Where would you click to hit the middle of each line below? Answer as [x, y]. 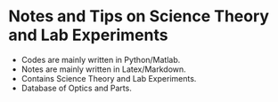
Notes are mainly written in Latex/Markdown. [103, 69]
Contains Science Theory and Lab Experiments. [109, 78]
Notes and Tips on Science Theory [139, 16]
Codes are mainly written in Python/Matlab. [101, 59]
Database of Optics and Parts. [77, 88]
